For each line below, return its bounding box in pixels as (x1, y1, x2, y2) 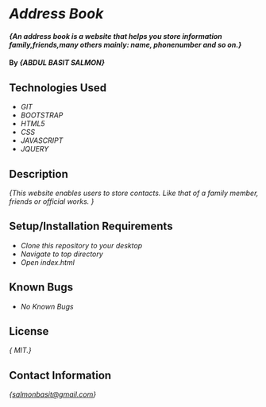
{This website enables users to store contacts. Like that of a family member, (9, 188, 259, 198)
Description (9, 167, 68, 181)
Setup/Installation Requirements (9, 220, 173, 233)
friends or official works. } (9, 197, 94, 206)
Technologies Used (9, 81, 106, 94)
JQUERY (20, 144, 49, 154)
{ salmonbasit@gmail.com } (9, 390, 97, 399)
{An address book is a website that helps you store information (9, 31, 223, 40)
